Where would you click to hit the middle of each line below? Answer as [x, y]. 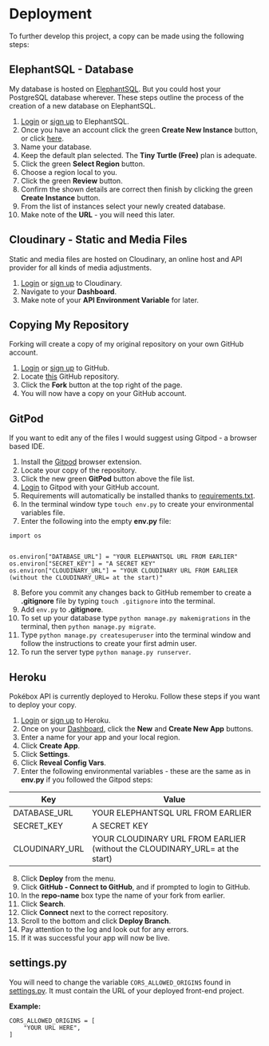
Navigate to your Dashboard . [69, 291]
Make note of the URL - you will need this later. [97, 214]
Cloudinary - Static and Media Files [98, 240]
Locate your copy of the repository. [79, 470]
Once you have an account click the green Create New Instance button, [139, 129]
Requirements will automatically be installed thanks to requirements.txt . [138, 496]
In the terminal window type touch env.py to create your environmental [137, 505]
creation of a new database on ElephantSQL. [83, 105]
